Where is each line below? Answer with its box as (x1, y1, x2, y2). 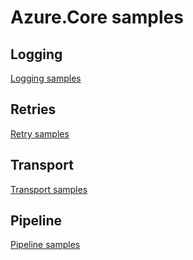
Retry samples (10, 127, 70, 140)
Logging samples (10, 72, 82, 84)
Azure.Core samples (10, 6, 184, 29)
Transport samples (10, 183, 88, 195)
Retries (10, 101, 57, 118)
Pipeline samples (10, 239, 81, 251)
